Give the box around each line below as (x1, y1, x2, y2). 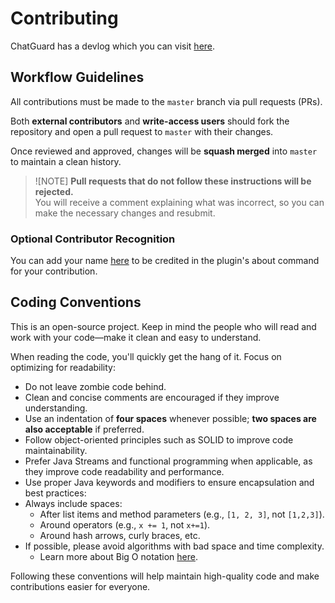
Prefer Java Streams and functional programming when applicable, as (24, 455, 313, 467)
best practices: (24, 487, 87, 499)
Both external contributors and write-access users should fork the (10, 115, 290, 127)
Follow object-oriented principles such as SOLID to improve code (24, 433, 294, 446)
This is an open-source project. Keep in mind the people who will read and (10, 320, 317, 332)
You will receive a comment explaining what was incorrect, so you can (34, 196, 325, 208)
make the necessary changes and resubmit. (34, 207, 216, 219)
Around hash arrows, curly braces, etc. (39, 529, 201, 541)
